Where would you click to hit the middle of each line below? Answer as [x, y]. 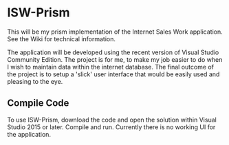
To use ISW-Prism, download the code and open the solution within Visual [112, 120]
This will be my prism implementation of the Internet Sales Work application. [115, 32]
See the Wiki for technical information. [61, 38]
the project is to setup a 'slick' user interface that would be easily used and [113, 74]
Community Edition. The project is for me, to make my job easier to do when [115, 59]
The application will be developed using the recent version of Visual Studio [113, 52]
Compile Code [38, 103]
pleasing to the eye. [35, 81]
